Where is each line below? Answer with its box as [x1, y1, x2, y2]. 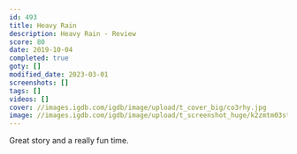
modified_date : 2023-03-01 [9, 70, 109, 79]
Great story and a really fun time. [9, 136, 130, 146]
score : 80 [9, 37, 46, 47]
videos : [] [9, 94, 49, 104]
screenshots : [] [9, 78, 69, 87]
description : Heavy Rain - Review [9, 29, 137, 38]
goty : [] [9, 62, 42, 71]
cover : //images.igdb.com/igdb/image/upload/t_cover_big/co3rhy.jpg [9, 103, 267, 112]
